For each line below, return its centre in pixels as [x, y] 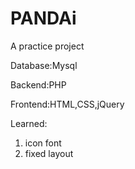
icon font [43, 143]
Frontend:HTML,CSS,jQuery [67, 104]
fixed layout [49, 153]
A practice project [47, 46]
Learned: [29, 123]
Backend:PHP [38, 84]
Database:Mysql [44, 65]
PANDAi [43, 18]
